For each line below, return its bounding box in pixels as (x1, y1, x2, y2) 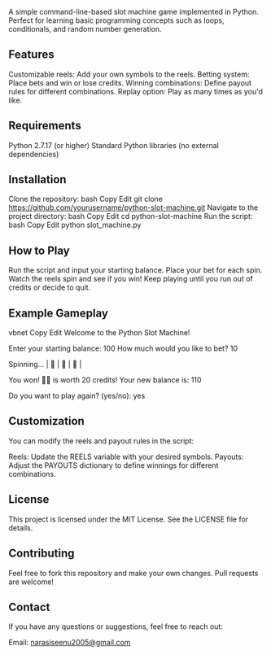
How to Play (8, 243, 71, 257)
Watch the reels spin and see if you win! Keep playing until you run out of (8, 274, 254, 284)
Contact (8, 600, 50, 614)
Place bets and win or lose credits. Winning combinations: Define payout (8, 77, 252, 88)
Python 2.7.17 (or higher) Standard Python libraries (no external (8, 140, 220, 150)
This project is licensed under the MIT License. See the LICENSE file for (8, 514, 249, 524)
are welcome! (8, 577, 55, 587)
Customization (8, 414, 85, 428)
